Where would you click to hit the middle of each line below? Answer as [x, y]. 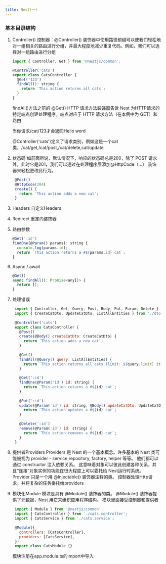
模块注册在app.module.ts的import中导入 [53, 556]
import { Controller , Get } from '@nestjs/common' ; [66, 61]
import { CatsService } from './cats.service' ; [64, 518]
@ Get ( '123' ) [29, 80]
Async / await [26, 266]
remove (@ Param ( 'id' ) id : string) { [56, 428]
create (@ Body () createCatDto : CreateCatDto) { [68, 336]
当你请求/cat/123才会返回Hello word [49, 131]
